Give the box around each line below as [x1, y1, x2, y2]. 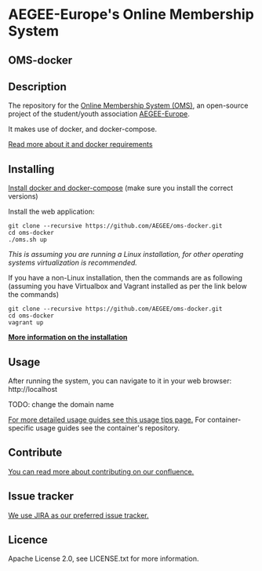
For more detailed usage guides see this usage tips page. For [8, 415, 206, 425]
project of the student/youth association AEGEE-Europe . [8, 109, 191, 119]
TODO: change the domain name [8, 400, 115, 409]
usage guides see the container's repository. [35, 423, 180, 433]
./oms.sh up [8, 236, 47, 244]
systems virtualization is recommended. [8, 258, 137, 268]
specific [8, 423, 35, 433]
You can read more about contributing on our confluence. [8, 467, 195, 476]
